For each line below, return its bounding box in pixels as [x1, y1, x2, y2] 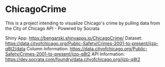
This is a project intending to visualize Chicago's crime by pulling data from [5, 20, 160, 26]
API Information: [91, 51, 125, 57]
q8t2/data [5, 45, 26, 51]
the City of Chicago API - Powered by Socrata [5, 25, 100, 31]
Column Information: [26, 45, 69, 51]
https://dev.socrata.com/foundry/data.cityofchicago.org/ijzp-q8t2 [5, 56, 140, 62]
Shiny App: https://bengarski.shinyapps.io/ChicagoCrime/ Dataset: [5, 35, 142, 41]
